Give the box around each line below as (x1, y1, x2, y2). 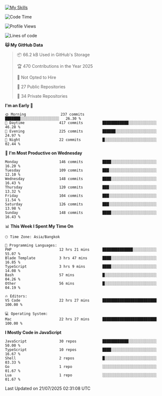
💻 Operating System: (5, 311, 48, 316)
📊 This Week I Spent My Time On (5, 223, 74, 229)
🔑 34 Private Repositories (16, 93, 68, 99)
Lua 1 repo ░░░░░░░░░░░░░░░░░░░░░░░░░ (5, 373, 157, 378)
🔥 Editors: (5, 294, 28, 299)
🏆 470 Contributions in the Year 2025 (16, 63, 93, 69)
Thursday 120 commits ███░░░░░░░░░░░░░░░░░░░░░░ (5, 185, 157, 190)
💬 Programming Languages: (5, 243, 57, 248)
